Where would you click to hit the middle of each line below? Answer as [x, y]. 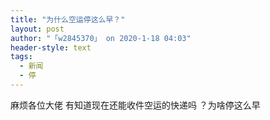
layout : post [37, 29]
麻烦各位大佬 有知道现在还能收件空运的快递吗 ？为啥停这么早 [135, 105]
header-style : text [51, 47]
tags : [21, 57]
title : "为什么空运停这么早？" [68, 19]
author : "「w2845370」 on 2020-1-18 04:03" [101, 38]
